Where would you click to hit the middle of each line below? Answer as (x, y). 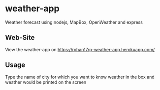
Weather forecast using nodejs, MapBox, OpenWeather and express (74, 22)
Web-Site (20, 38)
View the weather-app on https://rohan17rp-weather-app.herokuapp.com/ (80, 49)
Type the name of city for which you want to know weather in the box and (80, 77)
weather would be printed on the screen (46, 82)
